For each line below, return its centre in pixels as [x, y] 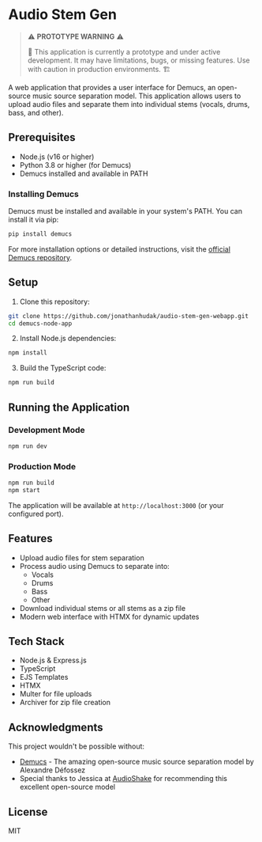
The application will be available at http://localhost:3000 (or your [116, 505]
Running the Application [69, 407]
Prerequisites [42, 137]
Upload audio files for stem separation [82, 558]
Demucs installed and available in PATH [84, 173]
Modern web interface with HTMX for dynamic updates [109, 616]
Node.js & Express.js [53, 660]
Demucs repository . [40, 257]
